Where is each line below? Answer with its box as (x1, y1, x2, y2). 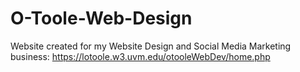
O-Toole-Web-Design (10, 7, 193, 30)
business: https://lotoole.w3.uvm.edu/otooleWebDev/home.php (10, 50, 271, 62)
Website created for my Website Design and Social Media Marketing (10, 40, 292, 52)
